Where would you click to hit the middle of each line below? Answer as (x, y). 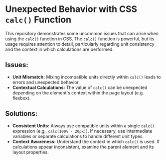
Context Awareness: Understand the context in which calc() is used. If (86, 141)
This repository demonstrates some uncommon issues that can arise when (82, 33)
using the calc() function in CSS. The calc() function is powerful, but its (80, 39)
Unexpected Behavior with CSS (71, 9)
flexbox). (21, 98)
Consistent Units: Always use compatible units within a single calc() (83, 126)
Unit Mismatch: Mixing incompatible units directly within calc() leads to (86, 77)
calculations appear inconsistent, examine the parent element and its (83, 147)
